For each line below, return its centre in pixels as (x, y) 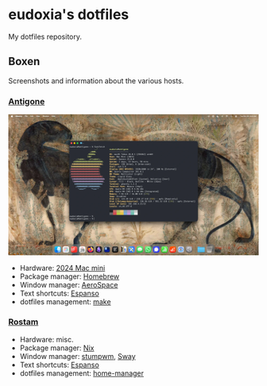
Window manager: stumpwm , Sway (78, 356)
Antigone (27, 101)
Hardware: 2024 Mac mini (62, 268)
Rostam (23, 322)
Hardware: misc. (46, 339)
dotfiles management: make (65, 301)
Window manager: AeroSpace (69, 284)
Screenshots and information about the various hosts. (96, 80)
